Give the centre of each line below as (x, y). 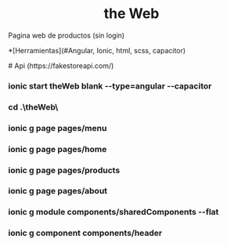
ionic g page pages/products (64, 170)
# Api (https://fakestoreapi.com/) (61, 65)
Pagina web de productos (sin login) (67, 35)
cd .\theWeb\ (33, 107)
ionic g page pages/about (58, 191)
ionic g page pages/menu (58, 128)
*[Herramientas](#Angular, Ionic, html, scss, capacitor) (97, 50)
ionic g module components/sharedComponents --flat (113, 212)
